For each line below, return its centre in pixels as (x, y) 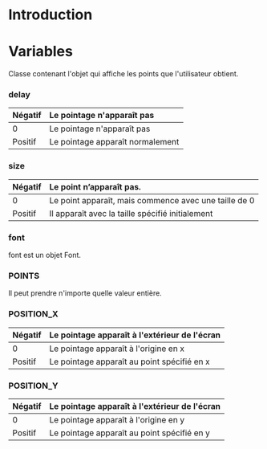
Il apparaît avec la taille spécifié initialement (131, 213)
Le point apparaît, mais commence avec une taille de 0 (152, 200)
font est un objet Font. (45, 255)
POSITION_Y (33, 386)
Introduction (51, 15)
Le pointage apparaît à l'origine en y (117, 419)
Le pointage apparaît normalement (114, 142)
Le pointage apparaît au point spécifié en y (130, 433)
